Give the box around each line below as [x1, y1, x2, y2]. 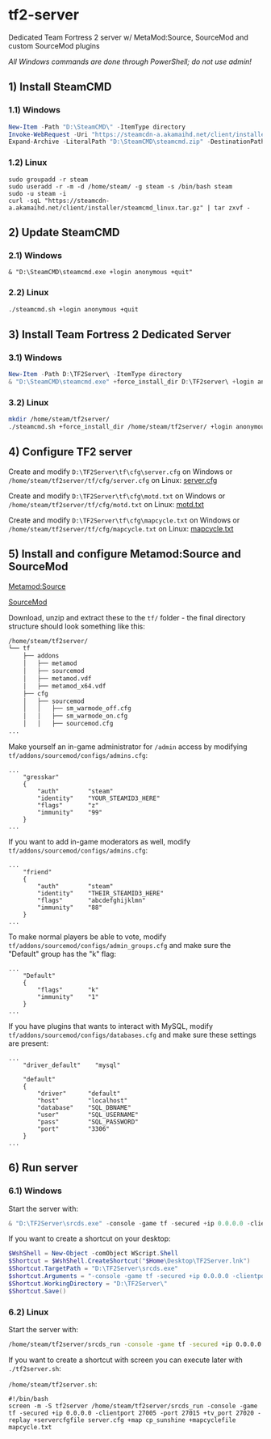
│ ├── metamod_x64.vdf [23, 682, 106, 690]
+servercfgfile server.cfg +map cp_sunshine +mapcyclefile [33, 1416, 236, 1424]
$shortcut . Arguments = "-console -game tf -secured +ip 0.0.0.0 [8, 1272, 229, 1280]
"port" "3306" [37, 1124, 110, 1133]
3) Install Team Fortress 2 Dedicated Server [8, 328, 231, 341]
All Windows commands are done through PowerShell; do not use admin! [8, 57, 252, 66]
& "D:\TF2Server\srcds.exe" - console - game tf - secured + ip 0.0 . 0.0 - [8, 1219, 251, 1227]
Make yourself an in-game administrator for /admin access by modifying [8, 742, 248, 751]
